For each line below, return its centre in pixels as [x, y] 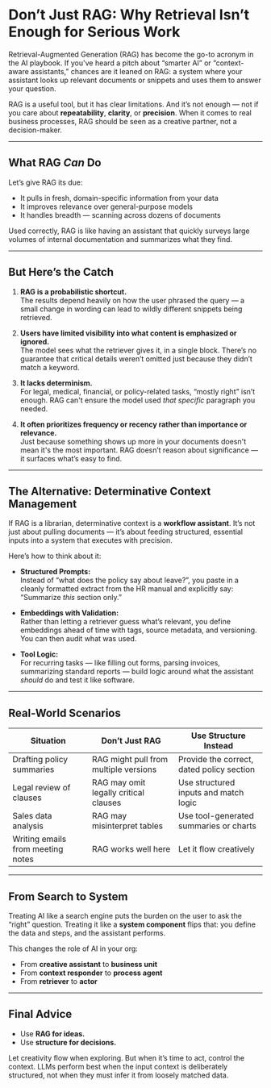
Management [43, 504]
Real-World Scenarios [65, 713]
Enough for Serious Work [94, 32]
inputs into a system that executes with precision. [91, 540]
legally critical [118, 793]
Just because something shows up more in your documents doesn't [133, 441]
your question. [32, 88]
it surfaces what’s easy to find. [71, 458]
